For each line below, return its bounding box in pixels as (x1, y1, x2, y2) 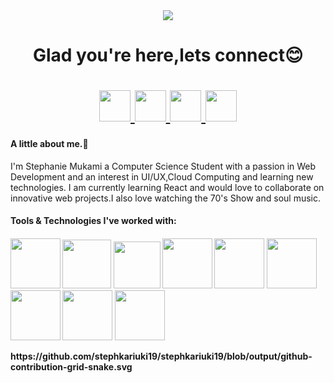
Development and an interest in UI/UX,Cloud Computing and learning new (10, 170, 314, 183)
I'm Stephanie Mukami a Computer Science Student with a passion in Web (10, 160, 317, 172)
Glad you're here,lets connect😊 (32, 44, 304, 67)
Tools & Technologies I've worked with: (10, 215, 177, 227)
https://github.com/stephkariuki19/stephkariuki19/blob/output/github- (10, 350, 313, 362)
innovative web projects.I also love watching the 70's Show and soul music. (10, 192, 321, 204)
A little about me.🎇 (10, 137, 89, 149)
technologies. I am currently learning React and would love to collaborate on (10, 181, 325, 193)
